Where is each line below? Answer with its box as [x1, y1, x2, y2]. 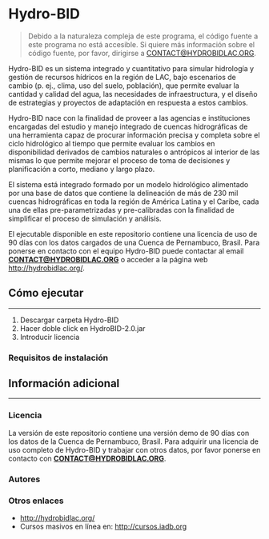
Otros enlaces [8, 495, 64, 506]
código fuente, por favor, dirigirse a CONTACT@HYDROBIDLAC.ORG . [27, 48, 256, 58]
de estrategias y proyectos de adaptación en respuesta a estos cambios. [8, 98, 248, 107]
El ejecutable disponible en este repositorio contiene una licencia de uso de [8, 229, 258, 238]
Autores [8, 473, 41, 485]
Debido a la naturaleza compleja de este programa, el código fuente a [27, 31, 259, 41]
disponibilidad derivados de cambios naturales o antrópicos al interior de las [8, 147, 260, 157]
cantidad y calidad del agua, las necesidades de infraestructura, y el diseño [8, 89, 258, 98]
